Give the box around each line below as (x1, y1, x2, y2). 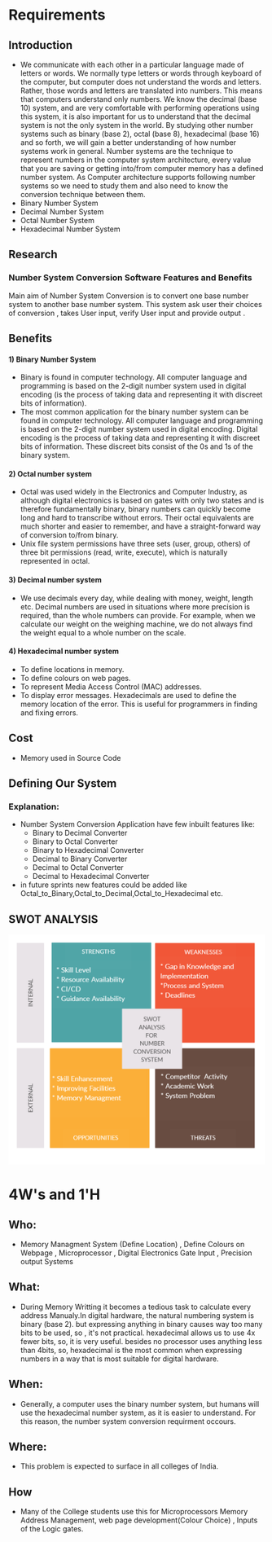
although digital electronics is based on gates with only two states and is (20, 495, 265, 506)
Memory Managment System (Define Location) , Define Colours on (20, 1240, 245, 1250)
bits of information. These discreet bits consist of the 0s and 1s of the (20, 442, 254, 451)
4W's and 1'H (8, 1185, 101, 1204)
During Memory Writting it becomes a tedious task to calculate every (20, 1302, 251, 1311)
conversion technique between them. (20, 190, 146, 199)
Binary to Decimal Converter (32, 828, 128, 838)
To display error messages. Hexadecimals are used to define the (20, 690, 237, 700)
